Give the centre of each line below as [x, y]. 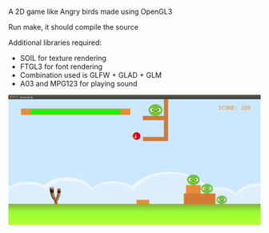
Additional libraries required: [55, 42]
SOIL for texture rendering [63, 58]
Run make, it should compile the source [73, 27]
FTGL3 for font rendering [61, 66]
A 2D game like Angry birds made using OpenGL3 [90, 12]
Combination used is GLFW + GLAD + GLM [91, 75]
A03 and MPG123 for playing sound [78, 84]
